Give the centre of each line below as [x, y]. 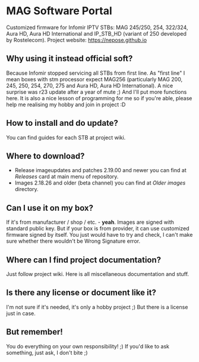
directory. [26, 189]
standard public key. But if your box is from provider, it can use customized [98, 228]
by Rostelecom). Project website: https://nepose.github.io [77, 40]
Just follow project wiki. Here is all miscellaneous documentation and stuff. [97, 274]
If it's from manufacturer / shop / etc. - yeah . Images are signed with [90, 222]
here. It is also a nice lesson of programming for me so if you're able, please [99, 98]
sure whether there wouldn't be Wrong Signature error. [73, 241]
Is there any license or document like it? [81, 293]
